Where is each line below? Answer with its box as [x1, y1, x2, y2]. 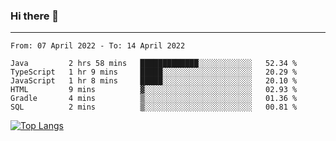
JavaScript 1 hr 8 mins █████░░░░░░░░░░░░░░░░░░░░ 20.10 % [10, 76, 298, 86]
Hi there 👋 [10, 9, 60, 23]
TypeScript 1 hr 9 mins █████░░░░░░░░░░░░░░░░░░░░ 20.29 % [10, 67, 298, 78]
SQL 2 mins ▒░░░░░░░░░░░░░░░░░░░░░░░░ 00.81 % [10, 102, 298, 113]
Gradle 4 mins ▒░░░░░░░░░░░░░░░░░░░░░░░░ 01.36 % [10, 94, 298, 104]
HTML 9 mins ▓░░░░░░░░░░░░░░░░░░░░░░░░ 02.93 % [10, 85, 298, 95]
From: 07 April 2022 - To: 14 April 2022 [10, 41, 186, 51]
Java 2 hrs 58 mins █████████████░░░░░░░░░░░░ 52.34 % [10, 59, 298, 69]
